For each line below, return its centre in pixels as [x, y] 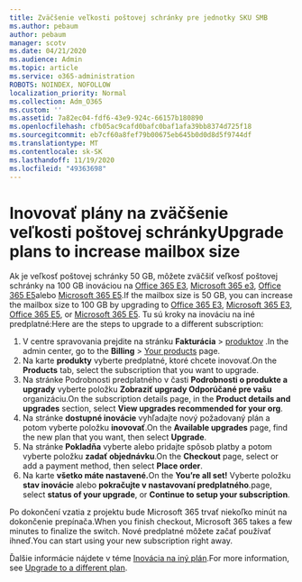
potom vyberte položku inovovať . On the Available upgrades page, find [155, 428]
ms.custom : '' [36, 110]
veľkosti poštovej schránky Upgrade [146, 232]
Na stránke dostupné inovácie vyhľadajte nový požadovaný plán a [146, 418]
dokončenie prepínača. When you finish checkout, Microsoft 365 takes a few [151, 522]
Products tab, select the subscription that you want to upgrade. [141, 370]
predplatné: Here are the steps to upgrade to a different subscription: [137, 324]
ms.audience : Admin [46, 59]
